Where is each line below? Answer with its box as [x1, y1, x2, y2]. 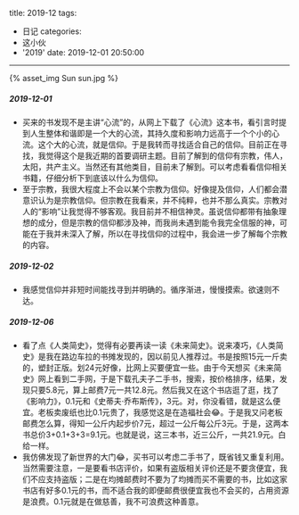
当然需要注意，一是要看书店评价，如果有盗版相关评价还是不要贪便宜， [21, 462, 280, 473]
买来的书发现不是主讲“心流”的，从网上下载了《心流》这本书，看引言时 [21, 116, 279, 128]
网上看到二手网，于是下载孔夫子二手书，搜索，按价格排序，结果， [37, 373, 280, 384]
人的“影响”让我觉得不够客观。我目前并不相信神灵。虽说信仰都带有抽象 [21, 205, 279, 217]
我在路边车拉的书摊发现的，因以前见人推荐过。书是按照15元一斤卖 [45, 351, 287, 361]
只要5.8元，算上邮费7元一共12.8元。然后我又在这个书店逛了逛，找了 [29, 384, 279, 395]
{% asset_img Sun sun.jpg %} [9, 73, 118, 83]
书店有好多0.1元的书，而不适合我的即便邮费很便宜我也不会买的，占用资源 [21, 485, 289, 495]
